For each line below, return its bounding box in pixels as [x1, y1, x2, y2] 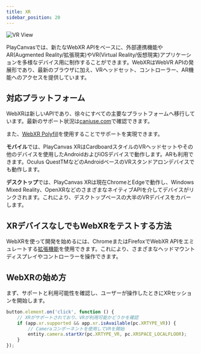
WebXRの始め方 [6, 272, 67, 282]
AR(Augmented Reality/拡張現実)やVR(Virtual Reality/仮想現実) [6, 51, 161, 58]
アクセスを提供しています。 [22, 74, 90, 81]
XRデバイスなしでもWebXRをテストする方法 [6, 221, 172, 231]
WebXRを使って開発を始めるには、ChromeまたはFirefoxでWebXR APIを [6, 238, 184, 245]
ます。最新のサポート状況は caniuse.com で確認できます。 [11, 118, 153, 125]
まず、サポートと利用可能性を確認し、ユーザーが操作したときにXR [6, 289, 172, 296]
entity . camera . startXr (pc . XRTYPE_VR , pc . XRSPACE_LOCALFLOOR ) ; [28, 331, 187, 338]
